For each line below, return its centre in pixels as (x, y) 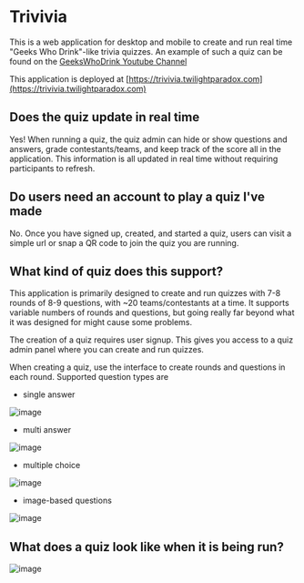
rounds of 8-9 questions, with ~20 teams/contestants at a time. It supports (149, 303)
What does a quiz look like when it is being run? (147, 547)
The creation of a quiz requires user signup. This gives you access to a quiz (152, 340)
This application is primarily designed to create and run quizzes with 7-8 (145, 293)
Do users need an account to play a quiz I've (137, 197)
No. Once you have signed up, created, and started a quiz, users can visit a (151, 233)
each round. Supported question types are (89, 377)
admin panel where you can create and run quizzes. (107, 350)
